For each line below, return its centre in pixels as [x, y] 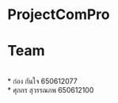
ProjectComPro [59, 15]
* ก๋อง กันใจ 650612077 [42, 82]
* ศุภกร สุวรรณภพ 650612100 [51, 90]
